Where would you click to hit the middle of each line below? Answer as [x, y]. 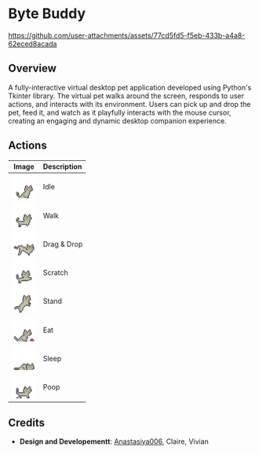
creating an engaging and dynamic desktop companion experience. [117, 121]
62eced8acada [33, 43]
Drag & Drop [63, 243]
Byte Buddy [47, 14]
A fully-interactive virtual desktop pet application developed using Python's [130, 87]
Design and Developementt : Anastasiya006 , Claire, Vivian [114, 441]
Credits [27, 422]
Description [62, 167]
